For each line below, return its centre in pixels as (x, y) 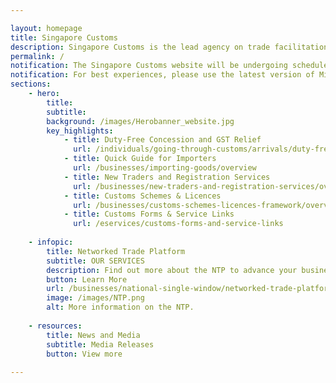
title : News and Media (93, 335)
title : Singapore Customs (64, 37)
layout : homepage (46, 28)
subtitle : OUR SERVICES (95, 261)
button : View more (84, 354)
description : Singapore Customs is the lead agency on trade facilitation (169, 47)
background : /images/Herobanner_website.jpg (140, 121)
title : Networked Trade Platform (116, 251)
